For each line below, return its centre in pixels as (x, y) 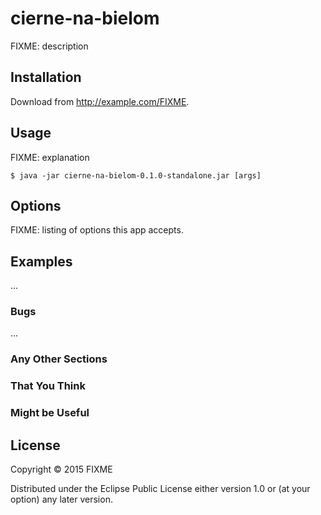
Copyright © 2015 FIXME (61, 469)
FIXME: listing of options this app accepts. (97, 230)
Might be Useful (50, 413)
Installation (46, 77)
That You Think (48, 386)
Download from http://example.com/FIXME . (100, 101)
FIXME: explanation (50, 157)
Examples (41, 261)
